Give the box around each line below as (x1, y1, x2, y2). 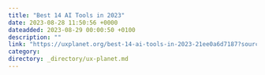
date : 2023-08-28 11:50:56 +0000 (8, 19, 118, 27)
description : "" (8, 33, 62, 41)
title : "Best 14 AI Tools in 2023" (8, 11, 125, 20)
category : (8, 48, 41, 55)
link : (8, 41, 26, 48)
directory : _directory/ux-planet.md (8, 55, 129, 63)
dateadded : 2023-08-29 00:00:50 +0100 (8, 26, 136, 34)
